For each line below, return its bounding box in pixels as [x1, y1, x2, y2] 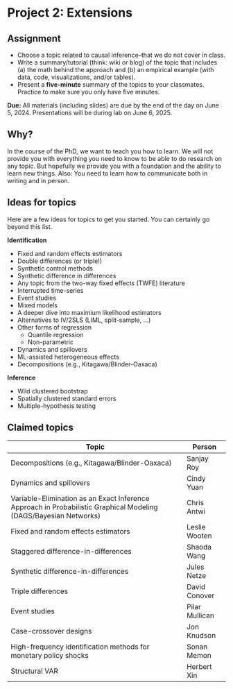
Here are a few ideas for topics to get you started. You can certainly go [7, 215, 210, 223]
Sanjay [186, 454, 209, 463]
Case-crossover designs [10, 627, 92, 636]
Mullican [186, 611, 215, 620]
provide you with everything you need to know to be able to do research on [7, 154, 223, 162]
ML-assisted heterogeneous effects [17, 352, 119, 361]
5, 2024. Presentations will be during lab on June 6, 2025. [7, 109, 173, 117]
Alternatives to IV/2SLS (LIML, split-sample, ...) [17, 316, 151, 324]
